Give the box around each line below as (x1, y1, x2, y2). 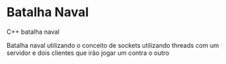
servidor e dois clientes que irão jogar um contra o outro (6, 49, 170, 57)
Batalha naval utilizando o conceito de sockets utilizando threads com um (6, 41, 219, 49)
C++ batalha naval (6, 27, 60, 36)
